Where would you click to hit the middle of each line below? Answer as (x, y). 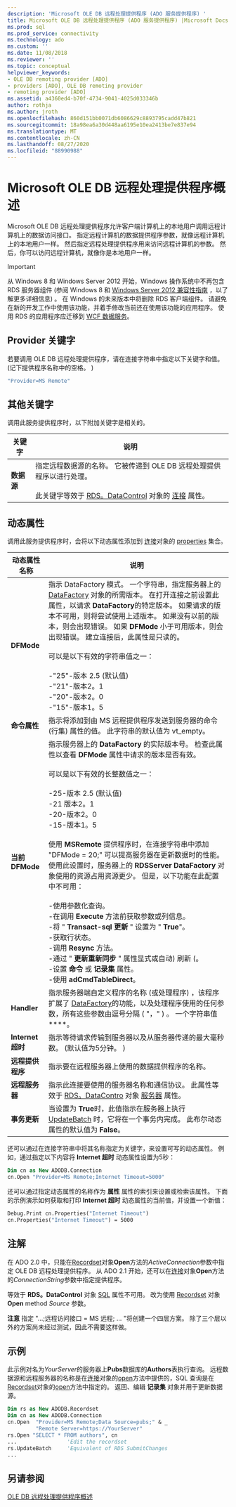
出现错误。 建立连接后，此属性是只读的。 (116, 637)
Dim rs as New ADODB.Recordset (53, 1409)
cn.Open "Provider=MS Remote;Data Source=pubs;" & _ (88, 1422)
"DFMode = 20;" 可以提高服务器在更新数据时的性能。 (136, 855)
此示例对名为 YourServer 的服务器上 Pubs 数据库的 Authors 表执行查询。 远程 (115, 1369)
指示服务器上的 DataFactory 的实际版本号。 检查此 (132, 744)
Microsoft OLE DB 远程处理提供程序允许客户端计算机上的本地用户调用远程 (114, 226)
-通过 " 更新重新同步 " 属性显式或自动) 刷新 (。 (126, 958)
